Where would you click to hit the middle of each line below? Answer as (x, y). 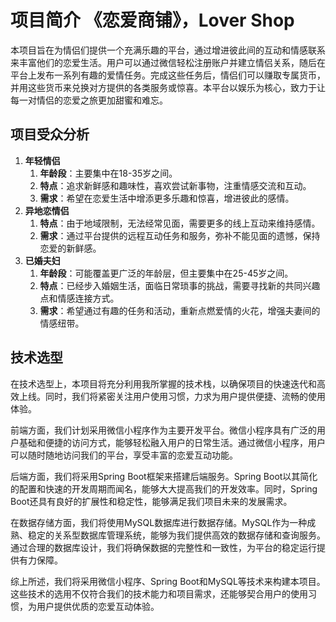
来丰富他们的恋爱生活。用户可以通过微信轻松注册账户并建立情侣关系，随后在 (168, 62)
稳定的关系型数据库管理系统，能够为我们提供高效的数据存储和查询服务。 (176, 535)
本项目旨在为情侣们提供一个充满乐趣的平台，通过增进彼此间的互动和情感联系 (168, 50)
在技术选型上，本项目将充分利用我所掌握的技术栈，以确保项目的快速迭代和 (163, 383)
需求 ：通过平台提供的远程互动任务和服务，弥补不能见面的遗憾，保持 (180, 235)
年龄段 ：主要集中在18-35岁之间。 (108, 173)
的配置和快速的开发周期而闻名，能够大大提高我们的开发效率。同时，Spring (164, 488)
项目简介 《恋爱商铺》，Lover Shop (152, 20)
